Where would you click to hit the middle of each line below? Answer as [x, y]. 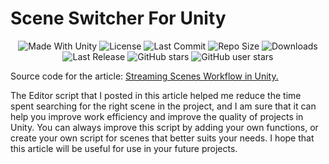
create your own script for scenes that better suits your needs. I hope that [162, 138]
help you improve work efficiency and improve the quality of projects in [157, 116]
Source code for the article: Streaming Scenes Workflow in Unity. [144, 76]
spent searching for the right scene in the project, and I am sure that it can [163, 106]
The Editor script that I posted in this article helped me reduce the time [156, 95]
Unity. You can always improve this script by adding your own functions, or [164, 127]
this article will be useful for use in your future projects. [124, 148]
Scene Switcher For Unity [118, 18]
